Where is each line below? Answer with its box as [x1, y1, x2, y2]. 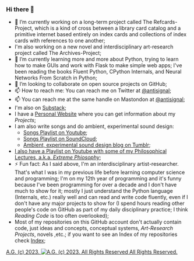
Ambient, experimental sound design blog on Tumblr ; [23, 141, 151, 148]
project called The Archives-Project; [14, 50, 102, 57]
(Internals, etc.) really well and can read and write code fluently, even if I [14, 194, 188, 201]
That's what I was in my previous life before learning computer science [14, 169, 185, 176]
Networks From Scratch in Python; [14, 74, 98, 81]
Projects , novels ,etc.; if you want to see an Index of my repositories [14, 231, 178, 238]
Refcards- [153, 19, 178, 26]
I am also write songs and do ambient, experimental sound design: [14, 123, 174, 130]
